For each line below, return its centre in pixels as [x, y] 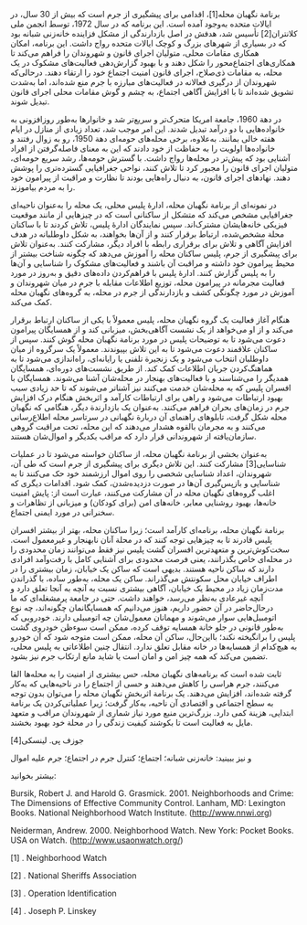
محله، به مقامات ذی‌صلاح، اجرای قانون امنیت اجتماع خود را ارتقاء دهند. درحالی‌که [146, 72]
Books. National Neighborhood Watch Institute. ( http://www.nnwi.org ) [141, 813]
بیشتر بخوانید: [34, 776]
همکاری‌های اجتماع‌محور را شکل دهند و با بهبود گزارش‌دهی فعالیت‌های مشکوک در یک [153, 63]
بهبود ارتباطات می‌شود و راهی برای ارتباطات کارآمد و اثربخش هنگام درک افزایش [147, 397]
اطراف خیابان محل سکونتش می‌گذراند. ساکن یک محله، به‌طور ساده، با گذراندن [144, 579]
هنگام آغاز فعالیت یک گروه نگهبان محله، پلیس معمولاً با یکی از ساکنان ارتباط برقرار [150, 319]
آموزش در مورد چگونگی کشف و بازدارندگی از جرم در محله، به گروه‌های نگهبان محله [153, 292]
